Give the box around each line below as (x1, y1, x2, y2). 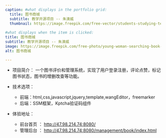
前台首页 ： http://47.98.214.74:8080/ (19, 121, 96, 127)
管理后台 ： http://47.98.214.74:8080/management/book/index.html (19, 127, 157, 133)
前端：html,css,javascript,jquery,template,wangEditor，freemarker (19, 94, 156, 100)
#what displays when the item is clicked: (5, 30, 94, 35)
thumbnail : (9, 21, 32, 26)
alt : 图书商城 (5, 48, 31, 53)
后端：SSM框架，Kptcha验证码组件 (19, 100, 91, 106)
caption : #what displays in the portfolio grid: (5, 7, 107, 12)
